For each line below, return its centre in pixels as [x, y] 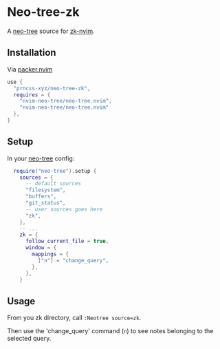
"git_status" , [46, 203]
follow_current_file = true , [67, 242]
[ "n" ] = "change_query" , [73, 260]
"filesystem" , [46, 190]
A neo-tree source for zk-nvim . [51, 31]
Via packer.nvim [30, 69]
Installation [32, 53]
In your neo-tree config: [41, 158]
